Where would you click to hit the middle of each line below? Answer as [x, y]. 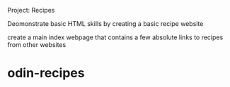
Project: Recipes [31, 10]
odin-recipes [46, 73]
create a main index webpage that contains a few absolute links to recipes [115, 37]
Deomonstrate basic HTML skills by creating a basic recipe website [105, 24]
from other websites [37, 45]
